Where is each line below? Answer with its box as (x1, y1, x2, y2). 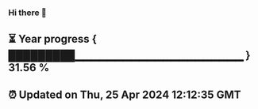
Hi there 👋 (8, 7, 48, 18)
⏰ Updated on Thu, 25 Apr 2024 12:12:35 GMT (8, 88, 241, 101)
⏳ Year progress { (8, 32, 98, 46)
